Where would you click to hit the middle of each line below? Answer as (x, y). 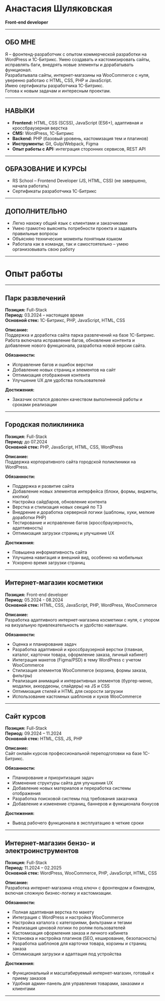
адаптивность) (27, 528)
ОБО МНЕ (20, 42)
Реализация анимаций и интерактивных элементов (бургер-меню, (82, 681)
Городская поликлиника (45, 424)
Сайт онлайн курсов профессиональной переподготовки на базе (73, 753)
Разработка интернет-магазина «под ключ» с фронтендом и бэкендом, (80, 888)
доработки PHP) (29, 517)
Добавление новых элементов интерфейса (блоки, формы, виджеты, (85, 491)
